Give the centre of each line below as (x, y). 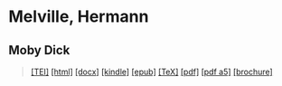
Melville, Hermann (79, 17)
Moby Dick (39, 50)
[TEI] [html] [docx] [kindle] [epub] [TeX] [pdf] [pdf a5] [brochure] (151, 72)
